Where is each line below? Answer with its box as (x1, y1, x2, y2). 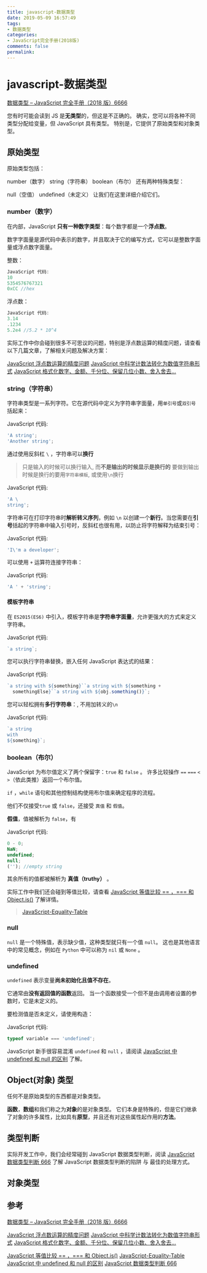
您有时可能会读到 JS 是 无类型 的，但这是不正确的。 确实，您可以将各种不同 (7, 112, 196, 119)
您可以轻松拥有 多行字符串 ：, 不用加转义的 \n (7, 701, 119, 708)
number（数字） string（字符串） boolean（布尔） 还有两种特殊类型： (7, 178, 185, 185)
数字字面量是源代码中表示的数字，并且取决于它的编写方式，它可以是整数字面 (7, 235, 201, 243)
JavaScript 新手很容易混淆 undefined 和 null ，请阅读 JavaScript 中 (7, 1047, 178, 1055)
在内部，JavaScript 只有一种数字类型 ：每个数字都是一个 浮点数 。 (7, 223, 171, 230)
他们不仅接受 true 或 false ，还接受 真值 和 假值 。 (7, 802, 128, 810)
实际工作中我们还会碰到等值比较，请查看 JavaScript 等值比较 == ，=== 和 (7, 888, 194, 896)
